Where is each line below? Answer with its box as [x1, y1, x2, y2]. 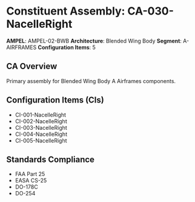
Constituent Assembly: [6, 4, 125, 18]
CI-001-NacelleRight [15, 111, 67, 118]
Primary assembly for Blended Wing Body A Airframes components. [6, 77, 176, 84]
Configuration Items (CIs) [6, 95, 104, 106]
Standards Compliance [6, 154, 95, 164]
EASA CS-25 [15, 177, 47, 184]
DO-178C [15, 183, 38, 190]
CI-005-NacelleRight [15, 136, 67, 144]
